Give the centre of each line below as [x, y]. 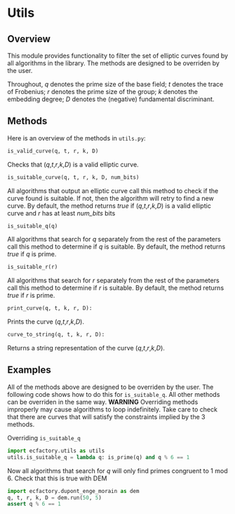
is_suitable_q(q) [33, 226]
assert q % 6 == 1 [34, 504]
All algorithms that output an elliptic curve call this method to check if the [113, 190]
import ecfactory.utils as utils [56, 451]
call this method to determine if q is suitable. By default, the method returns [116, 246]
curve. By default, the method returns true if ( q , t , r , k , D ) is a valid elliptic [109, 206]
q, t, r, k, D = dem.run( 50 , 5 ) [54, 497]
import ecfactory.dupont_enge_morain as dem [73, 491]
